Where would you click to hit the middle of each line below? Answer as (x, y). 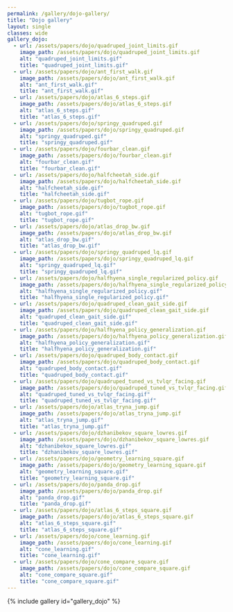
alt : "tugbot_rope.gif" (54, 214)
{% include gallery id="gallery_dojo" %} (64, 601)
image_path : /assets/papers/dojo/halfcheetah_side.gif (101, 181)
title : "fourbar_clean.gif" (60, 168)
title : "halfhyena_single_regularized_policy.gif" (94, 298)
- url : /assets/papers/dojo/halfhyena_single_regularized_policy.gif (116, 278)
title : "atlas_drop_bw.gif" (60, 246)
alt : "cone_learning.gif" (57, 549)
